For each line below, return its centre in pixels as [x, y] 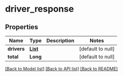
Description [61, 41]
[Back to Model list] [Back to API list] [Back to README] [61, 69]
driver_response [40, 9]
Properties [22, 27]
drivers [16, 49]
